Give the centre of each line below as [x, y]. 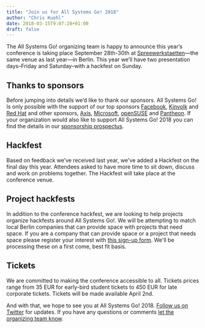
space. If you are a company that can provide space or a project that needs [101, 233]
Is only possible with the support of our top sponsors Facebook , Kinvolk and [102, 107]
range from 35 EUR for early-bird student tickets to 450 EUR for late [92, 287]
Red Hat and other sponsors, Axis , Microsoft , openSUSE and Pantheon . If [99, 113]
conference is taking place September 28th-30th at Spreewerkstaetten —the [102, 53]
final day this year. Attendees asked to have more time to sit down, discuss [100, 167]
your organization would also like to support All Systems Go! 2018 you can [100, 120]
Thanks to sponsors [45, 86]
